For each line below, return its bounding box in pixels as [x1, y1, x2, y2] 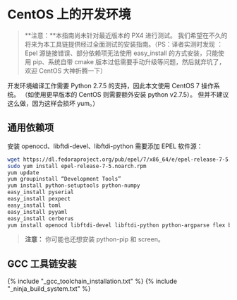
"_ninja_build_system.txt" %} [7, 284, 91, 293]
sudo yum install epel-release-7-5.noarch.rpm [7, 162, 147, 169]
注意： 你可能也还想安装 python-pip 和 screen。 [24, 235, 164, 244]
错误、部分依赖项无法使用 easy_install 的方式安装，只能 [57, 49, 219, 57]
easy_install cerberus [7, 215, 74, 222]
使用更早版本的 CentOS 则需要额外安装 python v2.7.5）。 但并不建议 [33, 90, 229, 99]
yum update [7, 169, 39, 176]
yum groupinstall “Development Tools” [7, 176, 121, 183]
